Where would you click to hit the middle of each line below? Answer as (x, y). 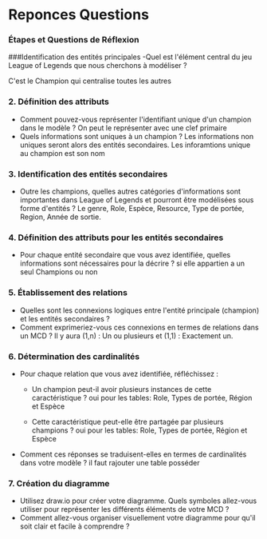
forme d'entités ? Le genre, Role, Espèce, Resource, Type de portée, (132, 209)
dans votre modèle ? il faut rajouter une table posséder (110, 462)
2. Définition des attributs (59, 102)
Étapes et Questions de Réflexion (74, 40)
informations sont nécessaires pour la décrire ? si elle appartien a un (132, 264)
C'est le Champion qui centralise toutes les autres (90, 81)
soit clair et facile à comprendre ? (75, 526)
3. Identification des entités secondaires (88, 174)
